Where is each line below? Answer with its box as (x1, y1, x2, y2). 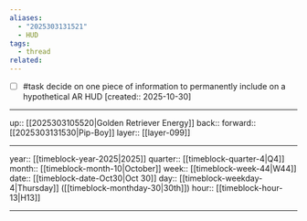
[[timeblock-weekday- (179, 173, 263, 184)
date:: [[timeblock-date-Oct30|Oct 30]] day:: (9, 173, 178, 184)
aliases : (9, 13, 43, 23)
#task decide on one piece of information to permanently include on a (22, 81, 286, 91)
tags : (9, 38, 30, 48)
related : (9, 56, 43, 65)
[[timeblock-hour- (216, 183, 283, 194)
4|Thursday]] (9, 183, 59, 194)
